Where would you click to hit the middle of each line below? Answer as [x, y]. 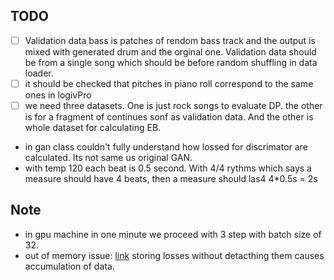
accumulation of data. [69, 266]
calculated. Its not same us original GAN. [108, 157]
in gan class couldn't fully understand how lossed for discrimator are [166, 147]
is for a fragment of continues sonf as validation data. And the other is [169, 117]
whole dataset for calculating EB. [93, 127]
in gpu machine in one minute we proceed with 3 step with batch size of [173, 234]
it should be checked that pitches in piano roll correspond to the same [169, 83]
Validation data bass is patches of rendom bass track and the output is [170, 40]
